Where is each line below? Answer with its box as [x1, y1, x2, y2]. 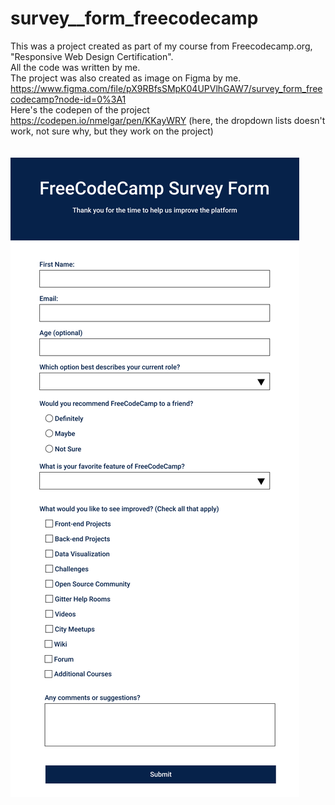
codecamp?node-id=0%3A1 [10, 93, 127, 105]
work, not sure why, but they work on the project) [10, 125, 214, 137]
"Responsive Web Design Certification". [10, 50, 174, 62]
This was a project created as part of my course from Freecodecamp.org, [10, 40, 313, 52]
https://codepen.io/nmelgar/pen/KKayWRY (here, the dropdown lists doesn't [10, 114, 326, 126]
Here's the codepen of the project [10, 103, 150, 116]
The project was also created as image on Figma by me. [10, 72, 242, 84]
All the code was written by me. [10, 61, 141, 73]
